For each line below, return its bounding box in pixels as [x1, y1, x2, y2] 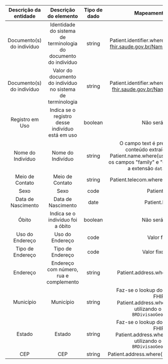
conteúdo [125, 146, 148, 153]
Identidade [49, 21, 75, 28]
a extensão [127, 165, 153, 172]
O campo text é [119, 140, 156, 147]
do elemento [47, 13, 78, 20]
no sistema [49, 86, 76, 92]
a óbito [54, 223, 71, 229]
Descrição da [8, 7, 41, 13]
